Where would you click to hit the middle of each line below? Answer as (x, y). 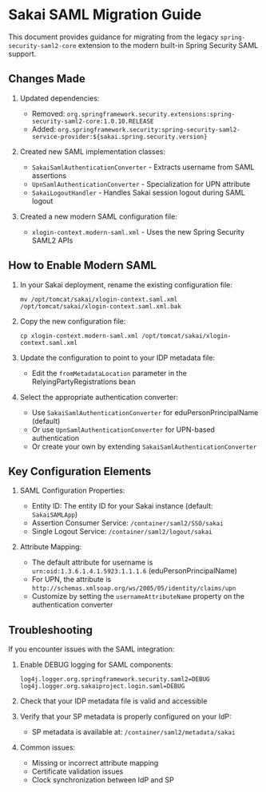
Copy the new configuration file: (73, 321)
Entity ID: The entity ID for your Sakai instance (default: (122, 506)
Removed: (48, 113)
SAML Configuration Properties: (72, 491)
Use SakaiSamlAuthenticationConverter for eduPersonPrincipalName (145, 412)
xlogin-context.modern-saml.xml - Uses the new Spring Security (138, 232)
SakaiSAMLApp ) (55, 515)
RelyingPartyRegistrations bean (83, 382)
